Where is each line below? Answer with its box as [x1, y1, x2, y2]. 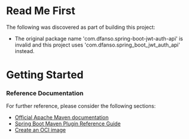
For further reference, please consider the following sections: [6, 102, 156, 110]
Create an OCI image [14, 127, 66, 134]
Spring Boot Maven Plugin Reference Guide [14, 120, 121, 127]
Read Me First [6, 4, 76, 18]
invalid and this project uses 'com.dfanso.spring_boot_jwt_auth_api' [14, 41, 181, 48]
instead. [14, 47, 35, 54]
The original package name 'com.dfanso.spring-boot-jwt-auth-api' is [14, 35, 184, 42]
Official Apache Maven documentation [14, 114, 109, 121]
